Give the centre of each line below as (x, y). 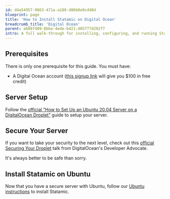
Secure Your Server (37, 131)
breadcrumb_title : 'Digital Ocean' (43, 24)
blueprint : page (22, 15)
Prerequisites (27, 54)
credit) (19, 81)
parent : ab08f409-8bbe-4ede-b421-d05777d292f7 (55, 29)
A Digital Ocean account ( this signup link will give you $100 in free (81, 76)
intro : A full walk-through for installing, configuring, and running (81, 33)
